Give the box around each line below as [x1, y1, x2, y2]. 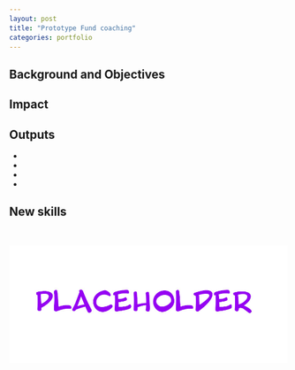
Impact [9, 97, 49, 112]
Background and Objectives [9, 66, 166, 81]
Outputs [9, 127, 56, 142]
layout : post [9, 14, 57, 23]
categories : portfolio [9, 33, 93, 42]
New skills [9, 204, 67, 220]
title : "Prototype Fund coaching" [9, 23, 137, 33]
